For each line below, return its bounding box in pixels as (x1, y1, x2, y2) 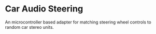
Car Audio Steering (5, 3, 84, 14)
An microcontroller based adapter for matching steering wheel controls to (5, 19, 151, 25)
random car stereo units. (5, 24, 54, 30)
